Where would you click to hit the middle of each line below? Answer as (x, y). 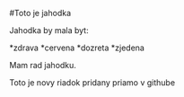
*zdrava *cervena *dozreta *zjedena (77, 48)
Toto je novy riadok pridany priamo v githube (92, 83)
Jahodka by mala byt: (49, 30)
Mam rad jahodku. (43, 65)
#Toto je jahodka (40, 13)
